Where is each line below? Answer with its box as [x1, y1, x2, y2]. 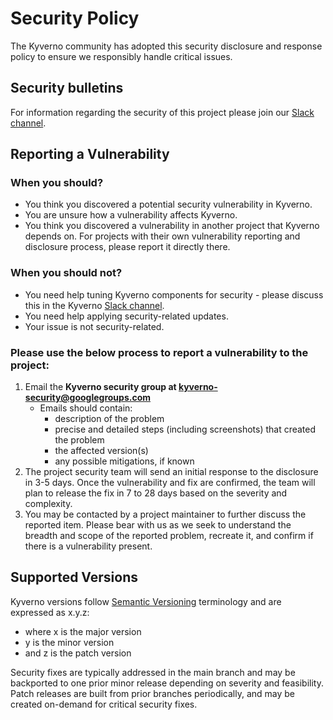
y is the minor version [24, 636, 115, 648]
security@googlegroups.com [24, 392, 152, 404]
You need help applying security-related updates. [24, 310, 229, 322]
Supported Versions [10, 569, 138, 586]
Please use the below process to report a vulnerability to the [10, 345, 309, 359]
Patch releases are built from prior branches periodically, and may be [10, 687, 296, 699]
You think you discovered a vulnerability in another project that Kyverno [24, 220, 320, 232]
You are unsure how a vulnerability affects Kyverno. [24, 209, 238, 221]
